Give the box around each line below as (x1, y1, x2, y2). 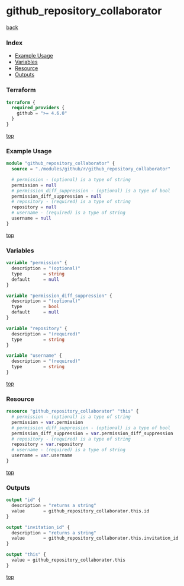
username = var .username (11, 452, 73, 458)
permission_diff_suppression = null (11, 193, 102, 199)
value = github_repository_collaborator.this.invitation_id (11, 536, 179, 541)
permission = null (11, 182, 57, 188)
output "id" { (6, 497, 41, 503)
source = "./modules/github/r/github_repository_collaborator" (11, 166, 170, 172)
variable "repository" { (6, 325, 67, 331)
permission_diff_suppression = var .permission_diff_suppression (11, 430, 173, 436)
